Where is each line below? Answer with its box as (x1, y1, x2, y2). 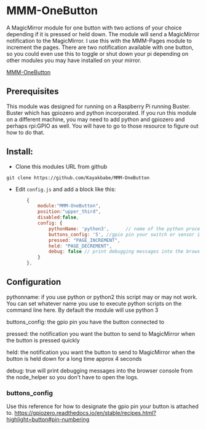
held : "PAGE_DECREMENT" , (48, 243, 113, 249)
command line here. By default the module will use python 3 (6, 306, 159, 314)
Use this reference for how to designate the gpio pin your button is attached (6, 403, 199, 410)
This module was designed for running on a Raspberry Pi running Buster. (6, 102, 191, 110)
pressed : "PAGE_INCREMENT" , (48, 237, 121, 243)
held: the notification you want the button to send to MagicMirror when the (6, 348, 196, 356)
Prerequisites (6, 87, 59, 97)
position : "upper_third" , (38, 209, 101, 215)
